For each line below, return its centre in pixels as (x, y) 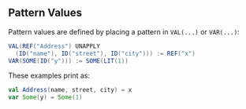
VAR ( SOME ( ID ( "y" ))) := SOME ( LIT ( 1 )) (68, 61)
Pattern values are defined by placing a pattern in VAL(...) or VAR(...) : (124, 31)
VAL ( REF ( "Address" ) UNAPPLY (54, 46)
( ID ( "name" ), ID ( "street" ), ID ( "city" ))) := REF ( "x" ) (105, 53)
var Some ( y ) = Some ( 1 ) (45, 97)
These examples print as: (49, 76)
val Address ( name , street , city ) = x (70, 90)
